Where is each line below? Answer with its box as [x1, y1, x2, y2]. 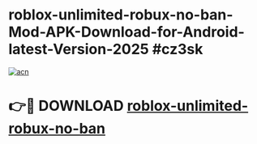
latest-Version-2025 [8, 40, 150, 58]
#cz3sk [152, 40, 203, 58]
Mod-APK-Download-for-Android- [8, 23, 245, 41]
